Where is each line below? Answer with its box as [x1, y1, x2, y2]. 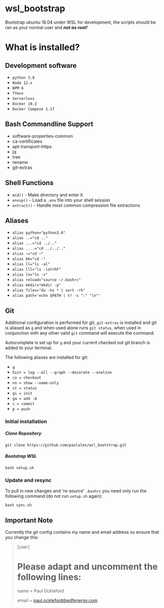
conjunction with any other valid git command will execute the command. [5, 330, 155, 336]
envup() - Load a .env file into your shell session [12, 197, 110, 203]
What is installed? [5, 42, 80, 53]
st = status [12, 386, 37, 391]
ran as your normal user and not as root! [5, 24, 88, 30]
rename [12, 159, 28, 165]
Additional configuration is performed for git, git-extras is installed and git [5, 320, 157, 325]
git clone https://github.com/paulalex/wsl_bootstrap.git [5, 443, 127, 448]
